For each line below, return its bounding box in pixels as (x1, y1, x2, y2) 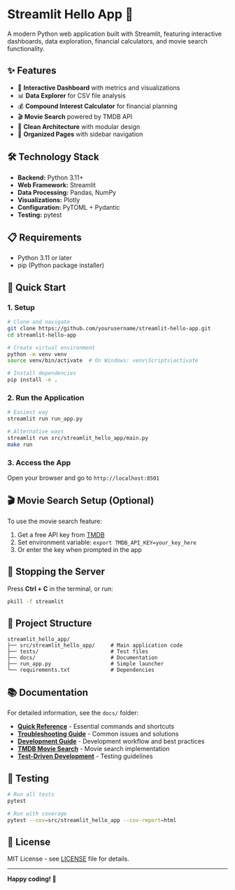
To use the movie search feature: (7, 517, 103, 525)
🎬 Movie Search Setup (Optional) (7, 494, 155, 507)
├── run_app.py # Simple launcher (7, 661, 164, 668)
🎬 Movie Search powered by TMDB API (17, 112, 133, 121)
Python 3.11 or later (17, 254, 72, 262)
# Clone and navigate (7, 318, 71, 325)
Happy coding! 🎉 (7, 875, 57, 883)
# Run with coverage (7, 810, 68, 817)
